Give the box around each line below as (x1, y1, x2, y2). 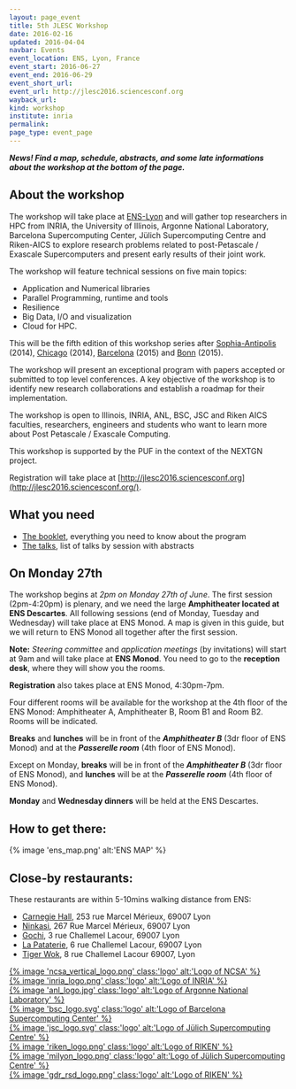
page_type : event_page (9, 128, 93, 137)
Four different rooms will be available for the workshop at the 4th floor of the (9, 697, 288, 708)
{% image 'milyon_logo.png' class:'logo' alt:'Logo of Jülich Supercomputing (9, 1050, 285, 1061)
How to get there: (9, 821, 107, 837)
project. (9, 455, 38, 466)
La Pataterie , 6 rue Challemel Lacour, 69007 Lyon (21, 939, 202, 950)
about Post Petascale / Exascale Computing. (9, 429, 171, 439)
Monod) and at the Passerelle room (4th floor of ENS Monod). (9, 743, 236, 753)
